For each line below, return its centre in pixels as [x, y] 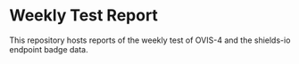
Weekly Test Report [84, 16]
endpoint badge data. [49, 49]
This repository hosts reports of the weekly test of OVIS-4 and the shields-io [150, 40]
